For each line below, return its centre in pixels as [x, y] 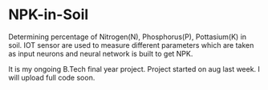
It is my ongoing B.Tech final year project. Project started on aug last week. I [134, 68]
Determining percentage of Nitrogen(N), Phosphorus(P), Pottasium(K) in [128, 37]
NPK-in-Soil [49, 15]
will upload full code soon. [52, 77]
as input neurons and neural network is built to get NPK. [101, 53]
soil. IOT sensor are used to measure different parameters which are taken [131, 45]
